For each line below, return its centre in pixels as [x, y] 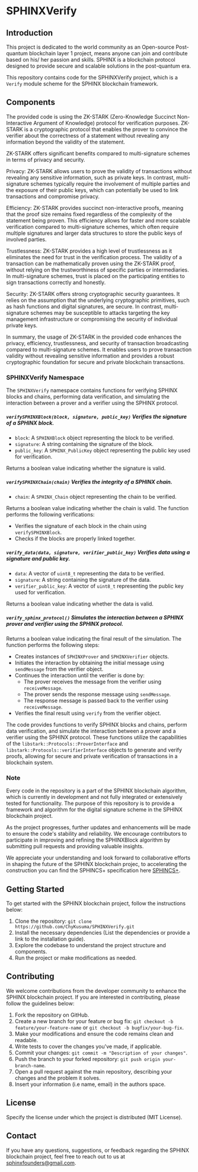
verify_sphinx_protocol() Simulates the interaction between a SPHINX [95, 617]
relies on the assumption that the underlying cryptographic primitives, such [98, 300]
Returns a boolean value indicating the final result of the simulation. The [94, 638]
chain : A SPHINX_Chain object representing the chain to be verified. [95, 497]
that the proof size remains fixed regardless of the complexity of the [89, 214]
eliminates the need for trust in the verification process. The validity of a [94, 257]
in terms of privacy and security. [46, 160]
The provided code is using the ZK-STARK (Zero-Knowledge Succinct [91, 116]
